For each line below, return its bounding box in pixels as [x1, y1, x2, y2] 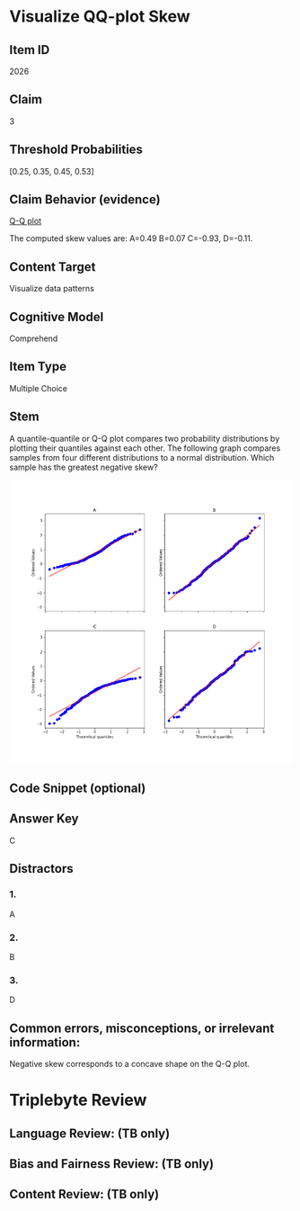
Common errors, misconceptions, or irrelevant [9, 1020, 275, 1036]
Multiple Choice [9, 382, 68, 393]
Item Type [9, 359, 67, 374]
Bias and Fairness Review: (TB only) [9, 1156, 214, 1171]
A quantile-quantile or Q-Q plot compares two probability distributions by [9, 433, 280, 444]
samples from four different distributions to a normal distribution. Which [9, 452, 275, 462]
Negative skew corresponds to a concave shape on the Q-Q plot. [9, 1058, 250, 1069]
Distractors [9, 861, 74, 876]
